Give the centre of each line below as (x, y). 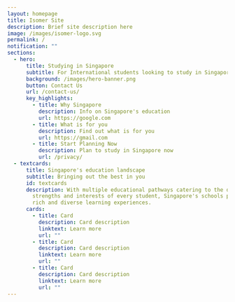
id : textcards (47, 183)
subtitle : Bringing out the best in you (85, 177)
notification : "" (33, 46)
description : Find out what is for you (97, 131)
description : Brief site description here (70, 27)
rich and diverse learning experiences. (92, 203)
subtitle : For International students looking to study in (113, 72)
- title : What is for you (70, 124)
